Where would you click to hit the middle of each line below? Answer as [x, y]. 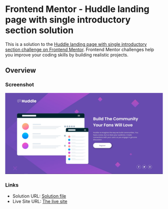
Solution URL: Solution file [39, 196]
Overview [21, 71]
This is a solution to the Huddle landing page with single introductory [76, 44]
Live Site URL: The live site [40, 201]
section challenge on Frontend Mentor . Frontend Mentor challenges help [79, 49]
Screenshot [19, 85]
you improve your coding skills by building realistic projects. [67, 55]
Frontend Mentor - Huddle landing [77, 9]
